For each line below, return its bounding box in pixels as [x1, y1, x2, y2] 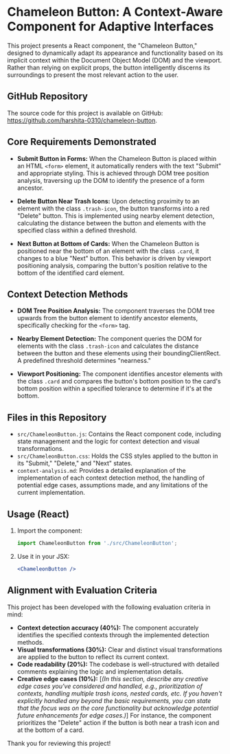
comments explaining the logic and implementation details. [16, 667, 184, 676]
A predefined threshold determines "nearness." [16, 357, 151, 365]
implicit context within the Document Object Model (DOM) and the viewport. [7, 56, 222, 64]
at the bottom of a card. [16, 726, 84, 734]
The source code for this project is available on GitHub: [7, 109, 163, 117]
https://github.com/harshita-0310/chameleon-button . [7, 116, 158, 124]
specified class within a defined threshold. [16, 226, 137, 234]
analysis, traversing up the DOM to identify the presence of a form [16, 176, 205, 184]
